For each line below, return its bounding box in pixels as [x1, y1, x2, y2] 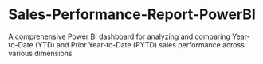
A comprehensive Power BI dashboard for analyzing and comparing [8, 32, 231, 41]
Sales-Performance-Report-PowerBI [8, 6, 257, 24]
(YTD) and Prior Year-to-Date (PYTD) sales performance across [34, 40, 245, 49]
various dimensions [8, 48, 73, 58]
